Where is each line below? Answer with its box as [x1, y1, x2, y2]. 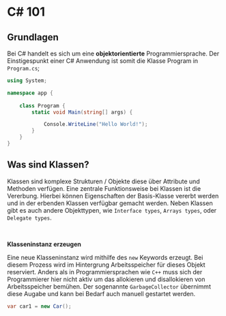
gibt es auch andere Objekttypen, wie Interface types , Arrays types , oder [7, 206, 217, 214]
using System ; [7, 77, 48, 84]
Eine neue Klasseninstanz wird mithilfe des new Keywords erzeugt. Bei [7, 253, 203, 261]
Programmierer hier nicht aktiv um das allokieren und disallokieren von [7, 275, 206, 283]
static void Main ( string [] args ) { [31, 109, 133, 116]
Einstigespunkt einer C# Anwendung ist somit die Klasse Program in [7, 57, 199, 65]
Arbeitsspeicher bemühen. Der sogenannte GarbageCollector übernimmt [7, 282, 212, 291]
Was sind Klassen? [7, 159, 90, 171]
